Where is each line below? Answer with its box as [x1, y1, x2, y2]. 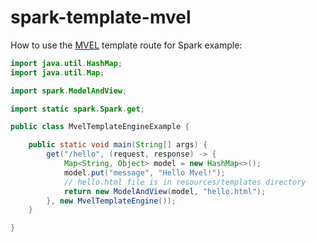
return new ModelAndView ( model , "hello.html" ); [63, 186, 267, 196]
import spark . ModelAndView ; [10, 86, 128, 96]
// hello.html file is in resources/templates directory [63, 177, 307, 187]
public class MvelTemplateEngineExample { [10, 122, 190, 132]
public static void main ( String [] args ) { [28, 140, 208, 150]
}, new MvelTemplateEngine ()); [46, 196, 177, 206]
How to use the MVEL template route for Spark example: [10, 39, 243, 51]
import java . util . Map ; [10, 67, 105, 78]
